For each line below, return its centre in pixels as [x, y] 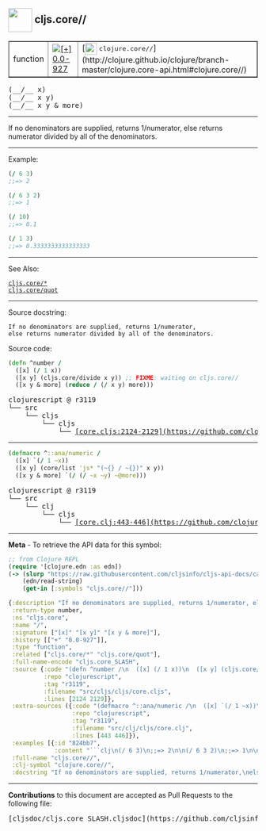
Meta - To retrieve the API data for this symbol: [85, 545]
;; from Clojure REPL [44, 559]
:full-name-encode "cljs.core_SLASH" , [76, 662]
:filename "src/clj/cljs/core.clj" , [132, 729]
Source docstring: [38, 312]
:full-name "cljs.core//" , [56, 758]
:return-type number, [47, 611]
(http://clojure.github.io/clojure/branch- [156, 59]
